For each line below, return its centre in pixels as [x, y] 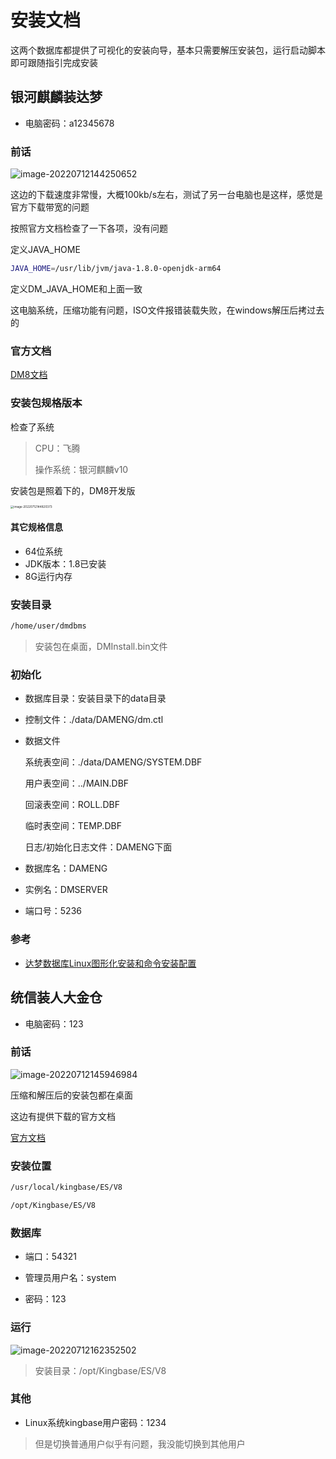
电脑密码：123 [54, 1023]
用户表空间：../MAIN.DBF [77, 783]
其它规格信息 [36, 527]
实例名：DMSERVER [66, 890]
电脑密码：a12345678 [69, 123]
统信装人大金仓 [56, 997]
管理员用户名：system [70, 1278]
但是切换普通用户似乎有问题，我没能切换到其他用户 [140, 1443]
